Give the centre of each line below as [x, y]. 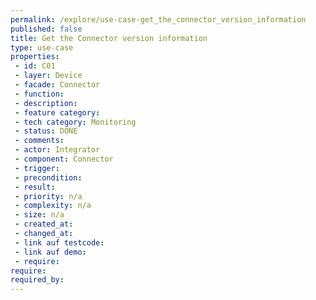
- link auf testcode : [59, 242]
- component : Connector [64, 159]
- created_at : [44, 224]
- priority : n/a [48, 196]
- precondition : [48, 177]
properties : [35, 57]
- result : [35, 187]
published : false [46, 29]
